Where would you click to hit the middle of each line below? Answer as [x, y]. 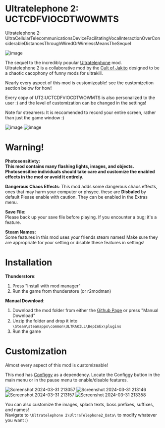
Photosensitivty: [23, 161]
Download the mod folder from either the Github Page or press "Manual [85, 310]
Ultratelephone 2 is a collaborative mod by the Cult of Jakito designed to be [82, 68]
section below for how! [28, 88]
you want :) [17, 420]
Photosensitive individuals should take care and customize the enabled [80, 171]
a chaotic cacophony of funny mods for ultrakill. [54, 73]
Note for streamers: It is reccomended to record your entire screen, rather [81, 112]
